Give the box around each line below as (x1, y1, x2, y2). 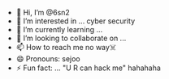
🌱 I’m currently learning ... (15, 25, 103, 34)
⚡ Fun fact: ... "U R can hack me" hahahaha (15, 63, 161, 73)
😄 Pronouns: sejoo (15, 54, 81, 64)
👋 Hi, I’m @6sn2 (15, 8, 71, 17)
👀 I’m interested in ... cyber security (15, 16, 136, 26)
